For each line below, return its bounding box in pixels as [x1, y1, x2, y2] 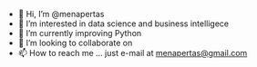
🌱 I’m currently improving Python [17, 28, 142, 38]
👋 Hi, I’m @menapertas [17, 9, 105, 19]
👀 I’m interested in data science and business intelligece [17, 18, 230, 29]
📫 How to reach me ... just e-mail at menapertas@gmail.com [17, 48, 248, 58]
